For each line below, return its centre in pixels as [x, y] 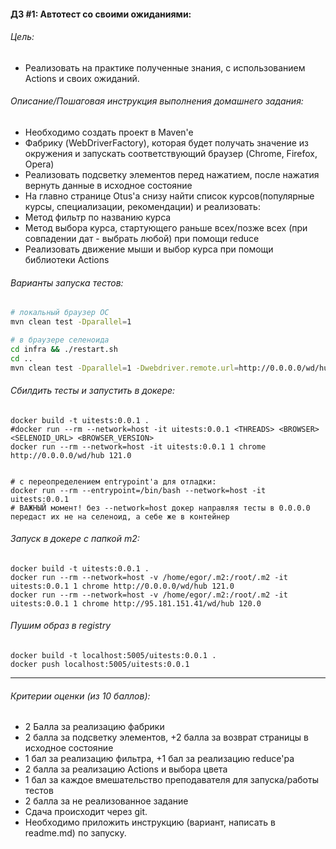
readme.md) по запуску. [75, 833]
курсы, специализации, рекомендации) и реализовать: [142, 206]
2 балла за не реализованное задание [106, 801]
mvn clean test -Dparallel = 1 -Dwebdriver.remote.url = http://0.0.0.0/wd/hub [171, 368]
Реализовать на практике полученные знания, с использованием [165, 67]
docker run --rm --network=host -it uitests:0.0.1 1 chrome [138, 446]
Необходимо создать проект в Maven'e [109, 132]
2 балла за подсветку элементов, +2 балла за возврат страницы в [166, 737]
